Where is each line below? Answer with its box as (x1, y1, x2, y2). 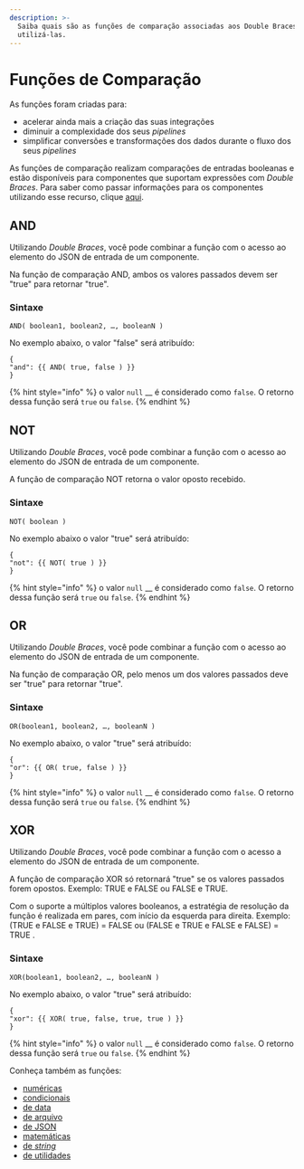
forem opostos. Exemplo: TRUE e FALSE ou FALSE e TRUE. (9, 883, 229, 894)
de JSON (22, 1121, 57, 1132)
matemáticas (22, 1130, 71, 1141)
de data (22, 1101, 52, 1113)
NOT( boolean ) (9, 517, 67, 526)
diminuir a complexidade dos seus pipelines (22, 126, 186, 137)
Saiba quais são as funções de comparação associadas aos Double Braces (17, 22, 298, 31)
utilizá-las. (17, 30, 67, 39)
